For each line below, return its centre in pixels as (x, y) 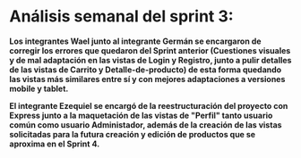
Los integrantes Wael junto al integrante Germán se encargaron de (135, 41)
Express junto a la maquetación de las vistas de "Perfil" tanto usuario (141, 115)
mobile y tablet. (39, 88)
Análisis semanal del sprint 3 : (122, 17)
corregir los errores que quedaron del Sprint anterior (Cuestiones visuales (150, 50)
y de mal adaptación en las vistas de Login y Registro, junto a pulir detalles (150, 60)
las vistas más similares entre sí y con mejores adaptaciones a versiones (147, 79)
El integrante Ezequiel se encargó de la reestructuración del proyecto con (149, 105)
